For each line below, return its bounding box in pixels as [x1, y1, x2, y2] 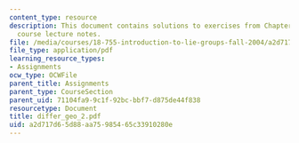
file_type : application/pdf [9, 46, 114, 55]
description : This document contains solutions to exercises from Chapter [9, 21, 293, 30]
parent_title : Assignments [9, 79, 109, 88]
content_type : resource [9, 12, 98, 22]
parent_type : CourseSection [9, 87, 114, 96]
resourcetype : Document [9, 104, 98, 113]
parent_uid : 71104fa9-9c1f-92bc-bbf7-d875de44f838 [9, 95, 201, 105]
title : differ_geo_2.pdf [9, 112, 101, 121]
